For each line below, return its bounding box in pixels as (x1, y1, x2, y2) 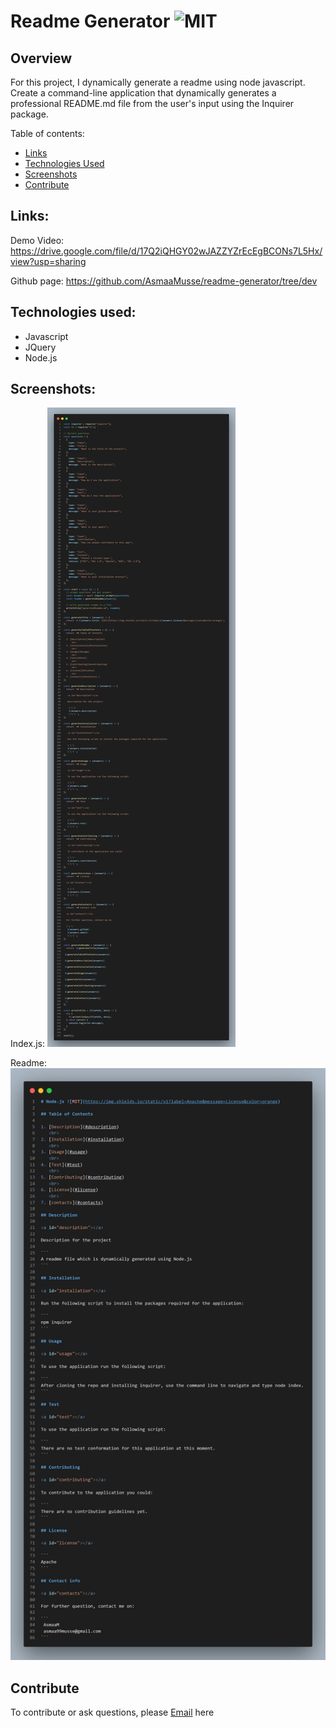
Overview (10, 50, 73, 67)
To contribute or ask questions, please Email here (10, 1706, 215, 1719)
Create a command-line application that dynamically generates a (10, 87, 277, 99)
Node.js (24, 351, 58, 364)
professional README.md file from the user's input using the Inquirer (10, 98, 295, 109)
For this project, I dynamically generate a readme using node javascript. (10, 76, 306, 88)
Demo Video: (10, 234, 65, 246)
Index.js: (10, 1038, 45, 1050)
